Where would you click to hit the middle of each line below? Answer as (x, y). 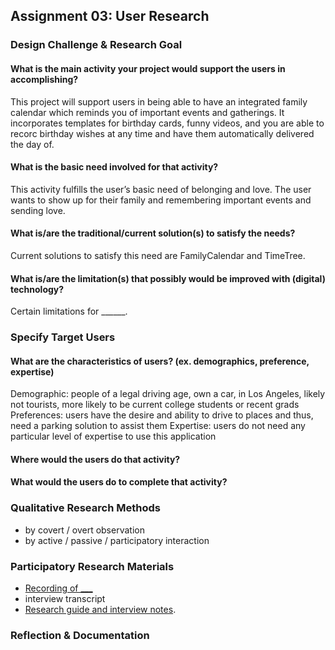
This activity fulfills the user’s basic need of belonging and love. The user (161, 189)
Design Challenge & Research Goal (96, 45)
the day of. (32, 144)
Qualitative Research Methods (85, 508)
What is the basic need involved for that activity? (114, 167)
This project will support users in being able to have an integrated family (159, 101)
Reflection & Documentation (80, 635)
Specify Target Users (63, 337)
